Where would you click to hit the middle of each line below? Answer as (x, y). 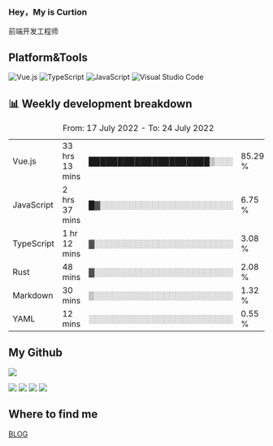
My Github (35, 353)
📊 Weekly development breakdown (100, 104)
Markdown (33, 295)
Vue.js (24, 161)
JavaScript (33, 204)
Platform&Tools (48, 57)
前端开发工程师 (33, 31)
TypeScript (33, 243)
